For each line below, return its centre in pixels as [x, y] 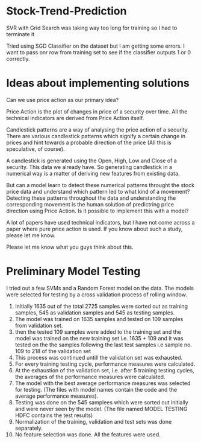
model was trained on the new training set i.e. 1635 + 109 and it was [99, 338]
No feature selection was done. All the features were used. [88, 434]
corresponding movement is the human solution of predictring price [90, 204]
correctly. [18, 59]
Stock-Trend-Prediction [66, 11]
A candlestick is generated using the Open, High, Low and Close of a [92, 161]
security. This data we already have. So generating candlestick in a [89, 167]
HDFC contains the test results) [54, 415]
